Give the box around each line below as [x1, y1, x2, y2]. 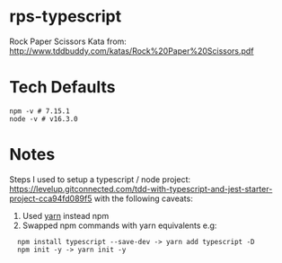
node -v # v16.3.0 [9, 114, 78, 123]
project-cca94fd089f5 [9, 193, 93, 204]
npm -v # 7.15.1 [9, 106, 70, 116]
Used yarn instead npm [22, 210, 110, 221]
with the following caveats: [93, 193, 193, 204]
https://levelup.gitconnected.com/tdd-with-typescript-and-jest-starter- [9, 183, 273, 194]
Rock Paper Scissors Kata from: [9, 36, 128, 47]
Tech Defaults [9, 77, 116, 98]
